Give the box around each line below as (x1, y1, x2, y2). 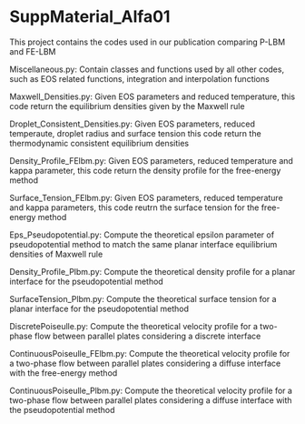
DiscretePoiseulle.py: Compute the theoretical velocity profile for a (9, 320, 259, 331)
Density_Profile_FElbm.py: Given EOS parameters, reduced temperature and (9, 155, 293, 166)
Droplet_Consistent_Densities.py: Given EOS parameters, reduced (9, 118, 256, 129)
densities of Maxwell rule (9, 248, 103, 259)
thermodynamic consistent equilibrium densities (9, 137, 189, 148)
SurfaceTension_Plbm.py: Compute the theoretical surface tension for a (9, 293, 277, 304)
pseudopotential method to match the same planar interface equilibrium (9, 238, 278, 249)
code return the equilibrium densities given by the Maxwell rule (9, 100, 245, 111)
